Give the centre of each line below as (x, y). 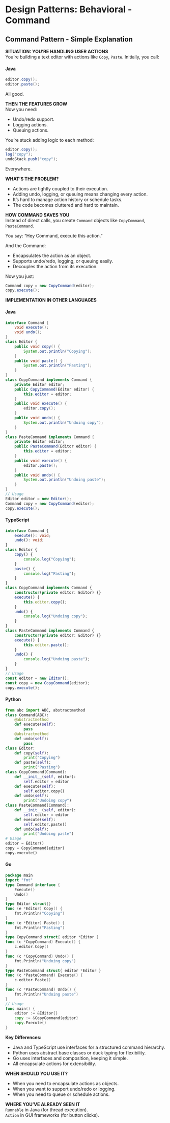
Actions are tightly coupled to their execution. (60, 188)
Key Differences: (23, 1037)
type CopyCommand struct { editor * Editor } (52, 937)
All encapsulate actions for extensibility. (54, 1064)
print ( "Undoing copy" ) (48, 801)
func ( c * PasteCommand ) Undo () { (41, 990)
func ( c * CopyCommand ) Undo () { (39, 956)
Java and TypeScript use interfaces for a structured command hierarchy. (89, 1047)
